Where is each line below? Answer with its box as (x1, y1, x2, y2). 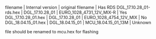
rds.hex (5, 10, 20, 15)
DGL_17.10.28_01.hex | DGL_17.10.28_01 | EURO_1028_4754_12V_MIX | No (5, 15, 147, 20)
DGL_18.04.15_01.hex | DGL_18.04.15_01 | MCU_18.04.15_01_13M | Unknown (5, 19, 152, 25)
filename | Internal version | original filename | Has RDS (5, 5, 116, 10)
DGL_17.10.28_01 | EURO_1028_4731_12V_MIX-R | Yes (23, 10, 127, 15)
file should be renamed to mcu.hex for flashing (5, 29, 99, 34)
